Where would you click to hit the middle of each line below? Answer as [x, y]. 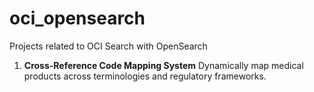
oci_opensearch [77, 18]
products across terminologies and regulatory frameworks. [145, 76]
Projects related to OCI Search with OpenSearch [108, 46]
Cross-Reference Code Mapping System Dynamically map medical [163, 65]
